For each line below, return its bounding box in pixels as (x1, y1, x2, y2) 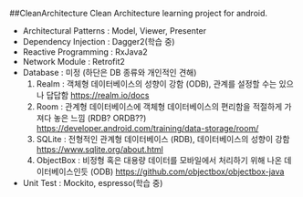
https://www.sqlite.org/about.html (36, 144, 164, 154)
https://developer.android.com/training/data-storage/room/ (36, 123, 259, 133)
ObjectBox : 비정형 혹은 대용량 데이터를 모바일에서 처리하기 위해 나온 (36, 155, 283, 165)
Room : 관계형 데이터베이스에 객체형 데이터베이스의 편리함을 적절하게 (36, 101, 283, 112)
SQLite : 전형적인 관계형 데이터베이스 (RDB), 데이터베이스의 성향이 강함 (36, 134, 290, 144)
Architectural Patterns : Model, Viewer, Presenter (22, 26, 207, 36)
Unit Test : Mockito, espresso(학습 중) (22, 178, 163, 188)
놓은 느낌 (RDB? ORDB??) (53, 113, 147, 123)
